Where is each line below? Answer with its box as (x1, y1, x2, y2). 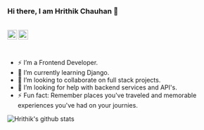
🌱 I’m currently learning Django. (17, 68, 110, 77)
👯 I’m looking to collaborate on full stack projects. (17, 76, 161, 85)
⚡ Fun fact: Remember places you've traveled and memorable (17, 91, 197, 100)
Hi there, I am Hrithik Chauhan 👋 (7, 6, 118, 16)
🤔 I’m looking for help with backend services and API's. (17, 83, 177, 92)
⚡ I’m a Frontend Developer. (17, 59, 98, 67)
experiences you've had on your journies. (17, 101, 139, 110)
